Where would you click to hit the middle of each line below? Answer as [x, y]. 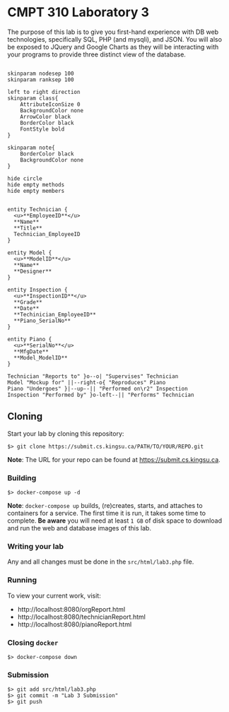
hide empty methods [36, 184]
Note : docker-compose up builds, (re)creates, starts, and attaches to [105, 506]
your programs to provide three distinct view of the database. [96, 54]
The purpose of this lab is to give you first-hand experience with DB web [113, 32]
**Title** [28, 228]
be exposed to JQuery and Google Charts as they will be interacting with [113, 47]
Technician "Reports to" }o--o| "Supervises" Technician [93, 376]
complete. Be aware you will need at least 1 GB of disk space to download [115, 521]
